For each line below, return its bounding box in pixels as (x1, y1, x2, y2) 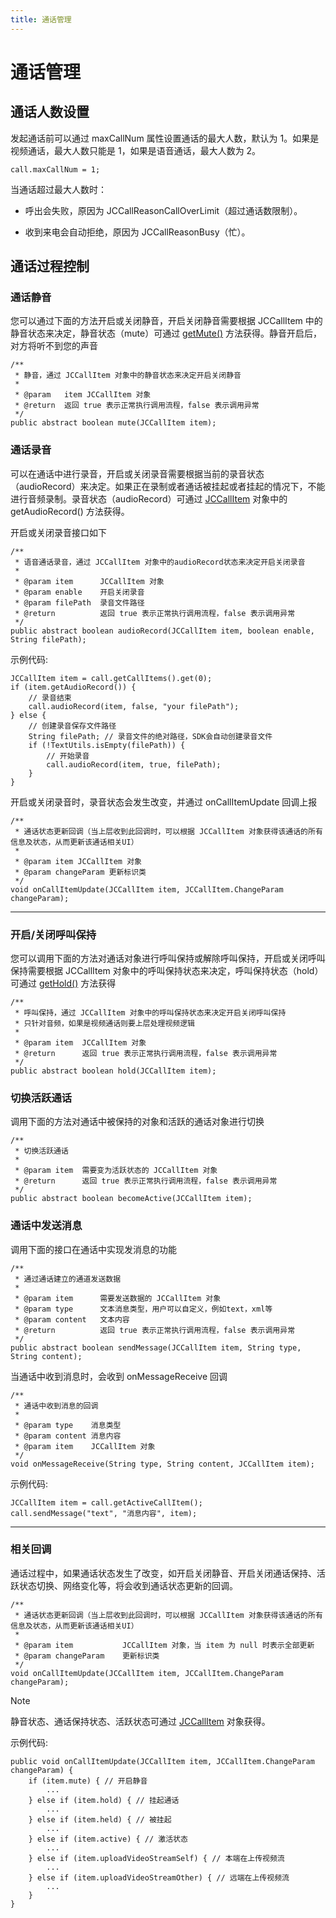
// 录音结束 (28, 692, 72, 703)
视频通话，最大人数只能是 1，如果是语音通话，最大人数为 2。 (10, 144, 262, 156)
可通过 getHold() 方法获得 (10, 977, 117, 989)
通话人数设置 (10, 104, 90, 121)
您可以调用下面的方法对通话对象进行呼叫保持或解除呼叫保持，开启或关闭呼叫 (10, 952, 326, 964)
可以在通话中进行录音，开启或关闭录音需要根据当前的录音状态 (10, 467, 265, 480)
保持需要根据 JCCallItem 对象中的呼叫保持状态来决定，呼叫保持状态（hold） (10, 964, 324, 976)
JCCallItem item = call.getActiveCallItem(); (10, 1497, 203, 1508)
